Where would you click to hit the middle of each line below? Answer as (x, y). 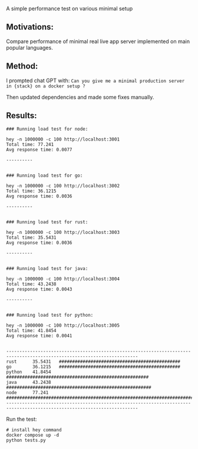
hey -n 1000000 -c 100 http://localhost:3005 (63, 326)
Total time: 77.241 (30, 145)
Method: (22, 66)
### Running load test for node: (47, 129)
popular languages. (29, 47)
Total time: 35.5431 (32, 238)
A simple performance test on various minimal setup (70, 9)
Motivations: (30, 27)
